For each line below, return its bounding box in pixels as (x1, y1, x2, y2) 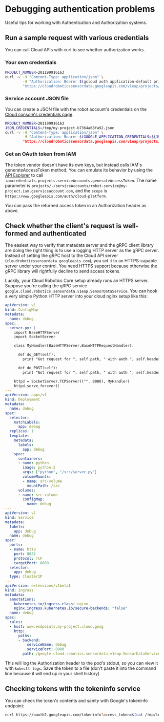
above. (5, 208, 19, 213)
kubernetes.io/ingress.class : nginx (14, 601, 89, 606)
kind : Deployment (5, 397, 41, 402)
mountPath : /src (26, 483, 60, 488)
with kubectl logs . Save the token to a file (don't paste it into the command (5, 665, 156, 671)
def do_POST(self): (18, 365, 58, 370)
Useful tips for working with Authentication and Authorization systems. (5, 20, 147, 25)
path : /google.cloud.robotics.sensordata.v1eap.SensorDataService (22, 651, 161, 657)
